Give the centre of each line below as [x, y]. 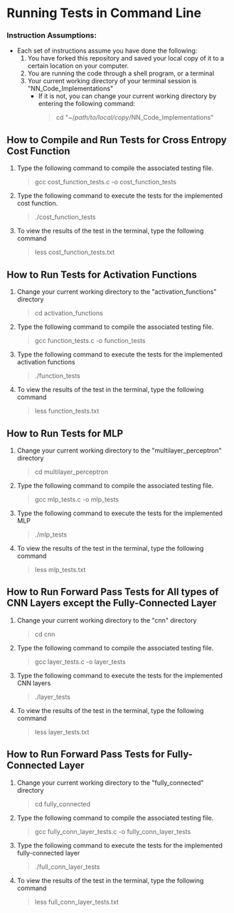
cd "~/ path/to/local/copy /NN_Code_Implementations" [135, 117]
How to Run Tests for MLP [65, 433]
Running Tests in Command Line [104, 13]
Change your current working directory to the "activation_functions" [117, 292]
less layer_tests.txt [62, 732]
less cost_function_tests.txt [75, 252]
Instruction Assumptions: [52, 36]
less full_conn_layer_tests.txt [76, 902]
